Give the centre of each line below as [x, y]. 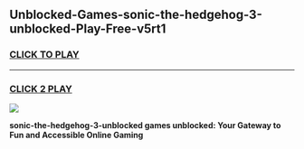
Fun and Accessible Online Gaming [76, 135]
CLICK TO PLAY [44, 55]
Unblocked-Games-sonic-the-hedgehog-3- [136, 15]
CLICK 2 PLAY [41, 88]
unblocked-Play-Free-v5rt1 [88, 29]
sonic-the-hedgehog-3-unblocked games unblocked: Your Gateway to [145, 125]
